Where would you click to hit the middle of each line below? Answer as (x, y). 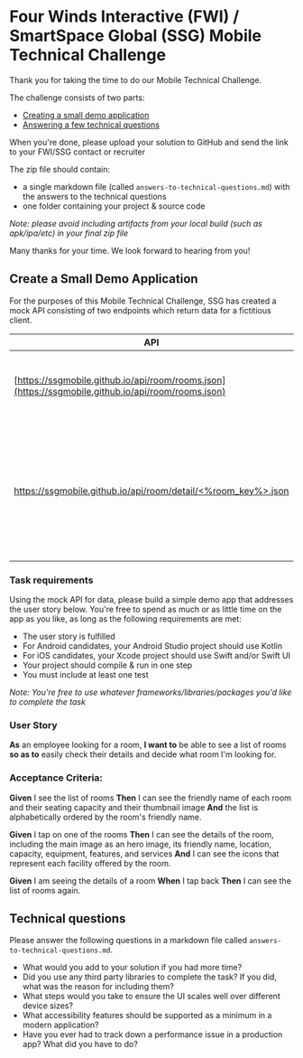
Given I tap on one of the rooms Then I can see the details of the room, (142, 834)
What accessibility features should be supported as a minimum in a (147, 1016)
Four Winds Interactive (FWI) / (124, 17)
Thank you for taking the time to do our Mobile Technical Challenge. (136, 80)
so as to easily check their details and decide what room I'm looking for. (143, 754)
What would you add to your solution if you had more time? (132, 968)
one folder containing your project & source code (114, 206)
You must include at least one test (85, 675)
